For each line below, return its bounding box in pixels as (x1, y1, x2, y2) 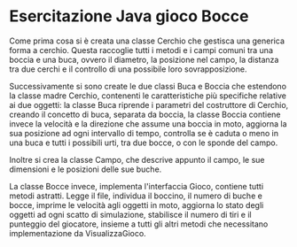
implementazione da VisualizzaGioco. (9, 228, 146, 238)
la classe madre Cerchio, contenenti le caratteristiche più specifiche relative (9, 90, 286, 101)
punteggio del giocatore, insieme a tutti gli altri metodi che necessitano (9, 219, 269, 229)
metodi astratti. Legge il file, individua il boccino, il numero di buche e (9, 190, 263, 201)
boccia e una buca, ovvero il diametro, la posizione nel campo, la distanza (9, 54, 279, 65)
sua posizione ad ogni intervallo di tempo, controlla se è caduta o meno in (9, 127, 279, 138)
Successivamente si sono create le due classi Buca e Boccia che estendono (9, 81, 286, 91)
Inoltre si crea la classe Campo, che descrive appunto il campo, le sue (9, 154, 265, 165)
